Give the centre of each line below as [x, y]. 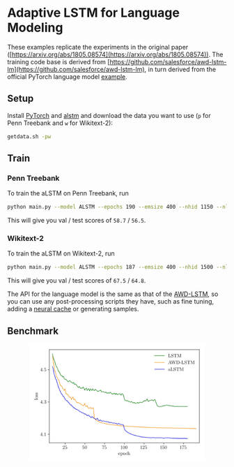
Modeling [35, 28]
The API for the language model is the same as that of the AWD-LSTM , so [113, 294]
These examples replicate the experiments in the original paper [98, 47]
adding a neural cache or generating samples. [73, 309]
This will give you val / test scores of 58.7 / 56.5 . [77, 221]
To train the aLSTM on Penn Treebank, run [68, 193]
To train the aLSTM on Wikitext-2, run [61, 253]
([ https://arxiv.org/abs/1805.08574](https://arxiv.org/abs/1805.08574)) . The [115, 54]
